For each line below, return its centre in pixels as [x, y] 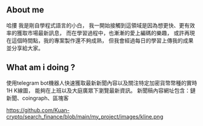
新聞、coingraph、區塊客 [38, 98]
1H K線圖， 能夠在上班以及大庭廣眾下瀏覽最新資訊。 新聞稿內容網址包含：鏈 [101, 90]
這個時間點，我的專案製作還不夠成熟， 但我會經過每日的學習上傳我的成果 [102, 40]
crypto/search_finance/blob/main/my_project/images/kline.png [85, 116]
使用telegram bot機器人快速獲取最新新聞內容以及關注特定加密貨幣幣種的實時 [102, 83]
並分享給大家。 [25, 48]
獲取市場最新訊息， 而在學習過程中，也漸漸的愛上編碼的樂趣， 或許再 [103, 33]
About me [25, 10]
